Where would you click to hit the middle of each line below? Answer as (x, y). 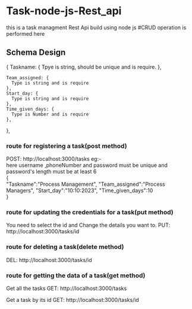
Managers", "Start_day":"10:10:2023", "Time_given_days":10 (80, 191)
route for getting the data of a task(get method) (76, 275)
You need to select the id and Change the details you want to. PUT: (88, 225)
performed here (26, 33)
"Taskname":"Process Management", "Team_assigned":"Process (86, 184)
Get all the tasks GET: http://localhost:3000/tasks (67, 288)
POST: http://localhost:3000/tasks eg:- (54, 159)
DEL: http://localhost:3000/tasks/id (49, 260)
